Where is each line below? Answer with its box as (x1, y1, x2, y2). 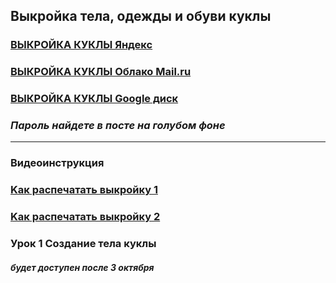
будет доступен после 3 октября (10, 261, 155, 273)
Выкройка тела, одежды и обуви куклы (10, 8, 272, 25)
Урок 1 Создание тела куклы (10, 237, 157, 251)
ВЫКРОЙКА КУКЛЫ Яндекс (10, 38, 153, 52)
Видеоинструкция (10, 156, 105, 170)
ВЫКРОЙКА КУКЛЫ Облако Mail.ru (10, 65, 192, 79)
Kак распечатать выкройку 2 (10, 210, 161, 224)
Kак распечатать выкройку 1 (10, 183, 158, 197)
